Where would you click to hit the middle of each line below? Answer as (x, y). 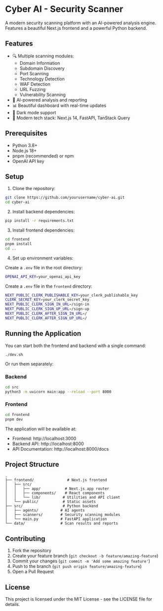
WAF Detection (35, 84)
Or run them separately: (29, 364)
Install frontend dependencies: (43, 230)
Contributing (25, 538)
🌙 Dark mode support (34, 112)
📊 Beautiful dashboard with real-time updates (59, 105)
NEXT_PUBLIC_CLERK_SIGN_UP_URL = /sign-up (47, 309)
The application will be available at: (41, 429)
